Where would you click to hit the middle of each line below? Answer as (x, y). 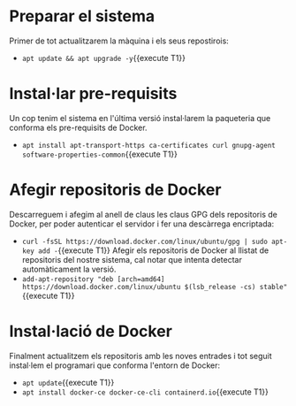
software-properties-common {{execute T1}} (100, 154)
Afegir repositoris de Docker (115, 190)
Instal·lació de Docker (91, 331)
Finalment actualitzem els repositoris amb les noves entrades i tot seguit (140, 356)
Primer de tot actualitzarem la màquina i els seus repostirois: (119, 41)
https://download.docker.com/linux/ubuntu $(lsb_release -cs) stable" (155, 287)
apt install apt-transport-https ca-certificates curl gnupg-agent (148, 145)
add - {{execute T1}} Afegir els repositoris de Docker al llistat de (154, 250)
